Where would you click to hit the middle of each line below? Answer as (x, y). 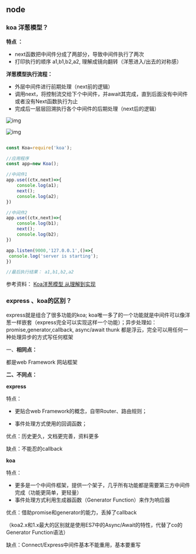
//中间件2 (17, 212)
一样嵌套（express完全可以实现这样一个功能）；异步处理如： (84, 322)
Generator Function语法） (37, 532)
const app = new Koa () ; (33, 164)
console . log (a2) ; (38, 196)
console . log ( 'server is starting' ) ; (54, 256)
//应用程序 (18, 159)
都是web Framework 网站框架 (42, 362)
